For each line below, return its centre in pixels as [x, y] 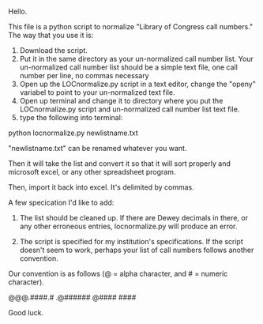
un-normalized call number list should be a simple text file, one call [129, 67]
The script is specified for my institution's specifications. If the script [131, 241]
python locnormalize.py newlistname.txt [73, 133]
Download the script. [54, 50]
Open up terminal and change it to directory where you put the [121, 101]
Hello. [18, 11]
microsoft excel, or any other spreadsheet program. [92, 172]
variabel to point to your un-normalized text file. [97, 92]
